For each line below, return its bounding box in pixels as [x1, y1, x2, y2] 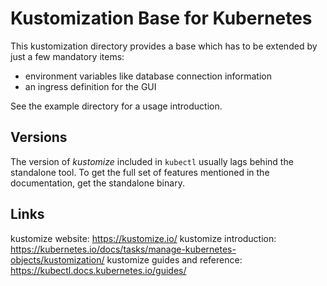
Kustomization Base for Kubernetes [10, 7, 313, 30]
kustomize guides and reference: [106, 253, 243, 266]
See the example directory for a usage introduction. [10, 100, 223, 112]
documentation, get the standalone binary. [10, 177, 185, 189]
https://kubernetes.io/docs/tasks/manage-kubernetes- [10, 243, 237, 255]
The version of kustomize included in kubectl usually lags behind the [10, 155, 294, 167]
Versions [10, 129, 68, 146]
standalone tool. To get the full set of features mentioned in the [10, 166, 270, 178]
